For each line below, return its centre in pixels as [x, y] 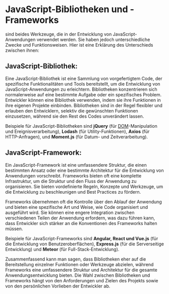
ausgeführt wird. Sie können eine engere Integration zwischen [70, 212]
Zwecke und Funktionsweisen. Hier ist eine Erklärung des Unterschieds [79, 45]
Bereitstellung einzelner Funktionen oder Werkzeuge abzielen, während [79, 264]
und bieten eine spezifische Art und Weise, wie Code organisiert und [77, 207]
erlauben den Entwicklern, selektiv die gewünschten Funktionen [72, 111]
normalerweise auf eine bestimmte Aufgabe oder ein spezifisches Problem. [83, 94]
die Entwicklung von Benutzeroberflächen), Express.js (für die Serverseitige [85, 244]
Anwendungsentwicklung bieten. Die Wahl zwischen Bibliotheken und [78, 275]
